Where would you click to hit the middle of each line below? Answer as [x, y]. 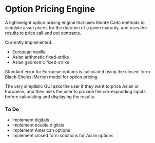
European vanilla [29, 52]
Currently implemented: [29, 42]
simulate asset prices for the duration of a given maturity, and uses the [76, 27]
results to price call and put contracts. [43, 33]
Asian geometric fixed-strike [41, 62]
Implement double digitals [38, 125]
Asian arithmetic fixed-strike [40, 57]
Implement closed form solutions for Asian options [63, 136]
